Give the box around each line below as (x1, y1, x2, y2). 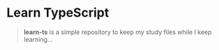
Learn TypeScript (6, 5, 109, 21)
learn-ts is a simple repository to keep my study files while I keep (23, 28, 212, 36)
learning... (23, 35, 53, 43)
